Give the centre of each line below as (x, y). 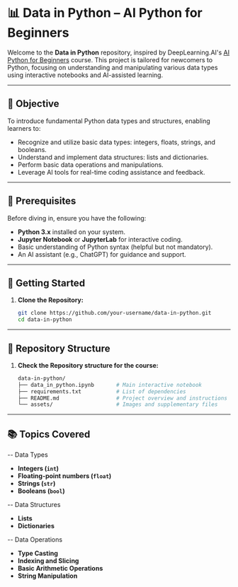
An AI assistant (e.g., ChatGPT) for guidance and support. (102, 254)
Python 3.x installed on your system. (72, 232)
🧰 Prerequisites (42, 201)
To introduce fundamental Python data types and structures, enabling (109, 121)
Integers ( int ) (38, 469)
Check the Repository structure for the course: (88, 365)
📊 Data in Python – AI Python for (105, 13)
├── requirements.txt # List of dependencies (102, 391)
